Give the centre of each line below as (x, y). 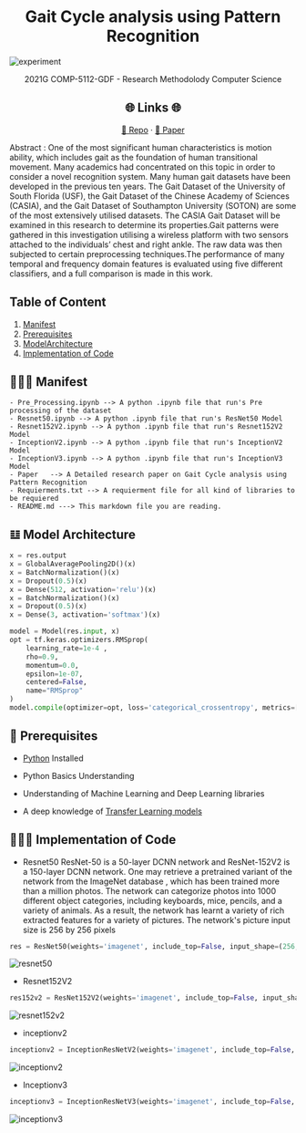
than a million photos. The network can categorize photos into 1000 (149, 890)
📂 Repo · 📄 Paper (153, 130)
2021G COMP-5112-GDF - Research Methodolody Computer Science (153, 78)
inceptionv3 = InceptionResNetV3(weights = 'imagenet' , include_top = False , (153, 1102)
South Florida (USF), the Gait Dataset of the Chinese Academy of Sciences (149, 196)
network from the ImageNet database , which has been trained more (151, 881)
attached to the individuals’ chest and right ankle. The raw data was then (146, 244)
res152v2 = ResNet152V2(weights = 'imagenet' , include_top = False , (134, 998)
